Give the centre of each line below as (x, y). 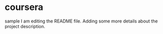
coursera (24, 7)
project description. (25, 26)
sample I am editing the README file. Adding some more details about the (81, 21)
